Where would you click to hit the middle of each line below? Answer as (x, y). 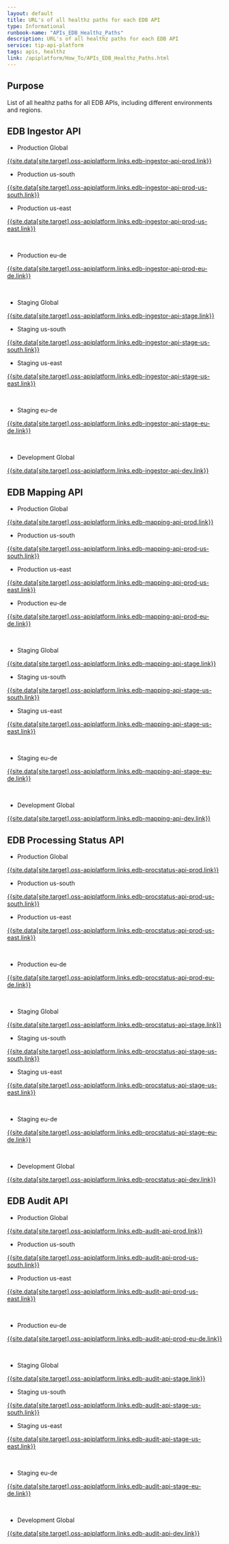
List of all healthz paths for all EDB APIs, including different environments (110, 102)
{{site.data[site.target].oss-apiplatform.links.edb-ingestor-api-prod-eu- (107, 269)
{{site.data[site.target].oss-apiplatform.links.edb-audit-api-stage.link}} (106, 1378)
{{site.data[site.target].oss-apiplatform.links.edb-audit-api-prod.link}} (105, 1231)
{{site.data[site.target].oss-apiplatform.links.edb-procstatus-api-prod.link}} (113, 870)
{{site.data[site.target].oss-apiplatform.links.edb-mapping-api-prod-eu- (108, 617)
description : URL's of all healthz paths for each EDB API (93, 39)
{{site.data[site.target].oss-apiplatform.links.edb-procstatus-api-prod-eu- (111, 978)
